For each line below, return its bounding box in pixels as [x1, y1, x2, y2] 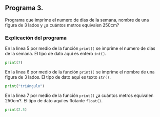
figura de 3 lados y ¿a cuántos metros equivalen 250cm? [5, 22, 120, 28]
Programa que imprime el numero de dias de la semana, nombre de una [5, 17, 149, 23]
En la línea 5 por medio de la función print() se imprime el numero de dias [5, 46, 156, 51]
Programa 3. [5, 4, 43, 12]
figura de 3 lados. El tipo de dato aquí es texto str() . [5, 74, 111, 80]
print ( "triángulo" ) [5, 83, 45, 89]
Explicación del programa [5, 34, 67, 41]
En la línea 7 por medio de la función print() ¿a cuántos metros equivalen [5, 93, 154, 98]
